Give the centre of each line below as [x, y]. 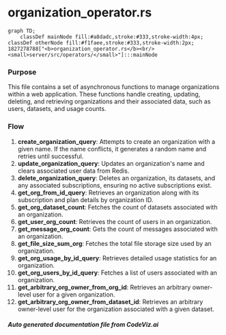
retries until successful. [51, 156]
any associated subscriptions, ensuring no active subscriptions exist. [115, 185]
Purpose [22, 72]
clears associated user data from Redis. [73, 171]
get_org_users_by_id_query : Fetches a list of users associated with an [117, 273]
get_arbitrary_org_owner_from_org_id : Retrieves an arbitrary [104, 287]
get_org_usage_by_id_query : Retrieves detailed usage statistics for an [117, 258]
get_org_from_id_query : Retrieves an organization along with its [108, 193]
